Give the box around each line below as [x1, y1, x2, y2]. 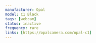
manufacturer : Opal [5, 7, 46, 12]
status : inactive [5, 21, 41, 26]
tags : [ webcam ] [5, 16, 37, 21]
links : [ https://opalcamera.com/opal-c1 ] [5, 30, 92, 35]
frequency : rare [5, 26, 39, 31]
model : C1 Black [5, 12, 39, 17]
